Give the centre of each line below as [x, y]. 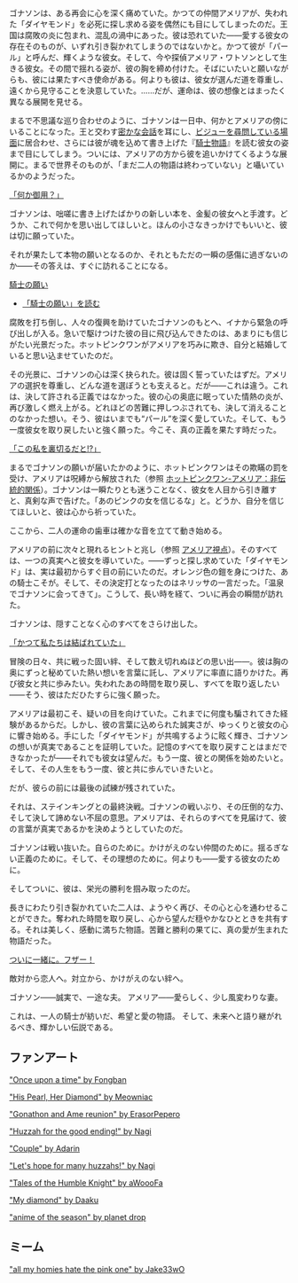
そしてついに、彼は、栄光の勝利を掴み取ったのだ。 [102, 888]
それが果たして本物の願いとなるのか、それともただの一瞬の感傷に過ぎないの [149, 254]
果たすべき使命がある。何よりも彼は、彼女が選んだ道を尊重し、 [172, 79]
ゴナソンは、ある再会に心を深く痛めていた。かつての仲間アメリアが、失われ [149, 13]
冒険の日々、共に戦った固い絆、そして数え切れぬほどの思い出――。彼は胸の [149, 661]
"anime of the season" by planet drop [78, 1217]
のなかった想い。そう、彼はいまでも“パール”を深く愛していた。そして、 [141, 419]
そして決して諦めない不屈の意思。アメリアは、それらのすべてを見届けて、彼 [148, 818]
